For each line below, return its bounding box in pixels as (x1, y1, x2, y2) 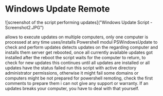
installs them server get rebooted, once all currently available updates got (5, 49, 153, 55)
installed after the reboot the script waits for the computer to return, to (5, 54, 146, 60)
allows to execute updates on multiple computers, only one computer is (5, 34, 148, 40)
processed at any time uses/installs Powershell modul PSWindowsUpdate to (5, 39, 158, 45)
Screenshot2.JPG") (5, 24, 44, 30)
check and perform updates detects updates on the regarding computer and (5, 44, 158, 50)
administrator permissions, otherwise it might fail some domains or (5, 70, 139, 76)
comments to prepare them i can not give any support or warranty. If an (5, 80, 148, 86)
